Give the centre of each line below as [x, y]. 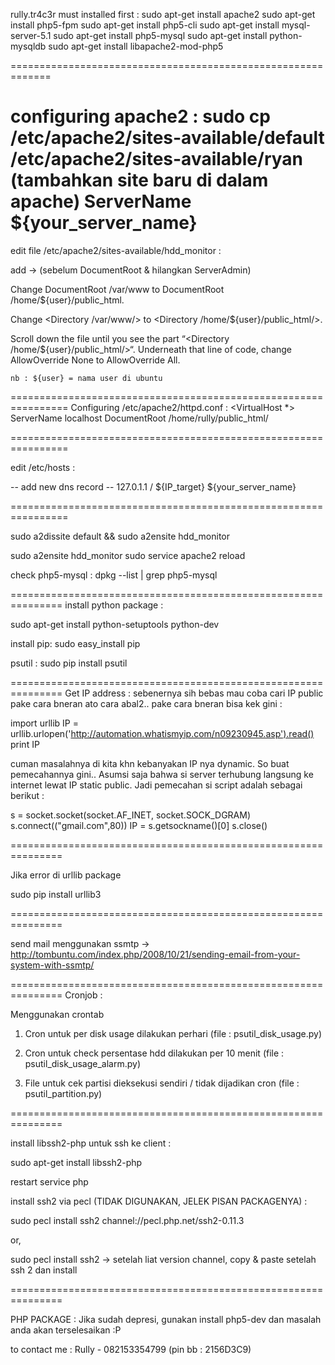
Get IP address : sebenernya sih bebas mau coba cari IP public [194, 693]
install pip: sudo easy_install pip [75, 643]
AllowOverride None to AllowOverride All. [95, 360]
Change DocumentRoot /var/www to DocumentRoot [117, 289]
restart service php [49, 1181]
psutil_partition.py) [63, 1093]
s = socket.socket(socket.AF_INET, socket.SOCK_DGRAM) [131, 815]
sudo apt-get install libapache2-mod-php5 [136, 46]
